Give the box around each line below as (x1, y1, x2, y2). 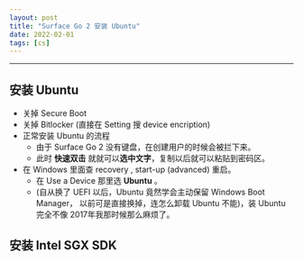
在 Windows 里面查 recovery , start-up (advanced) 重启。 (22, 164, 236, 175)
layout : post (9, 13, 59, 22)
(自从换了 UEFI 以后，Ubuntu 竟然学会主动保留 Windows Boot (35, 186, 266, 198)
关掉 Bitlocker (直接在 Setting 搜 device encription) (22, 119, 211, 130)
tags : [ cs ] (9, 38, 50, 48)
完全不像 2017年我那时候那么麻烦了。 (35, 209, 175, 220)
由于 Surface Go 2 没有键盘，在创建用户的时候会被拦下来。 (35, 141, 256, 153)
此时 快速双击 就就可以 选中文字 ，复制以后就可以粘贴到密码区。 (35, 153, 271, 164)
